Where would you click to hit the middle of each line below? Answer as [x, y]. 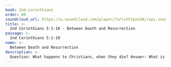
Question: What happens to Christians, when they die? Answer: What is [88, 57]
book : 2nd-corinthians [29, 10]
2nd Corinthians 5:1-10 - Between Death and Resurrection [73, 29]
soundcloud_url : [22, 19]
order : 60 [16, 15]
